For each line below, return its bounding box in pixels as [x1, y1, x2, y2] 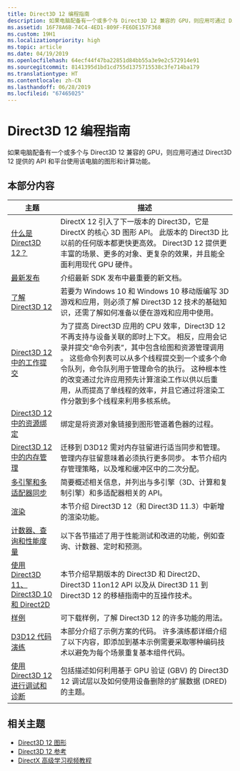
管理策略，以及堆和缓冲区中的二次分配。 [67, 463, 204, 473]
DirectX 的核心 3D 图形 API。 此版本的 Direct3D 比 [60, 227, 229, 237]
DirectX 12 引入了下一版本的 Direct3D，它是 [60, 216, 209, 226]
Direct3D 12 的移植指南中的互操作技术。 [60, 590, 196, 600]
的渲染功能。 [60, 512, 104, 522]
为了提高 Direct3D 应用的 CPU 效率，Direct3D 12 [60, 321, 226, 331]
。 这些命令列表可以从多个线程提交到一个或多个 [60, 353, 220, 363]
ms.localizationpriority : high [7, 37, 101, 44]
